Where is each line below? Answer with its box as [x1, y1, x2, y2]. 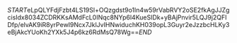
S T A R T [7, 6, 28, 14]
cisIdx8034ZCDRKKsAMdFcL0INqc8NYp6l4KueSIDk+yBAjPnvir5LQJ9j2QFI [7, 13, 227, 21]
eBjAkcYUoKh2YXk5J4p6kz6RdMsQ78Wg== [7, 28, 139, 36]
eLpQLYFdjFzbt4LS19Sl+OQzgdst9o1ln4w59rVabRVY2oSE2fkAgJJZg [27, 6, 230, 14]
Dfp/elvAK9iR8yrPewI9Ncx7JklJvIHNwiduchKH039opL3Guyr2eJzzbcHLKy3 [7, 21, 230, 28]
